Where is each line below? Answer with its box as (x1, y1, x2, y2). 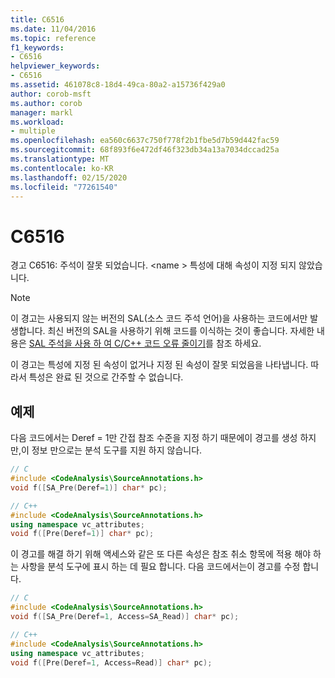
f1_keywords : (10, 42, 65, 53)
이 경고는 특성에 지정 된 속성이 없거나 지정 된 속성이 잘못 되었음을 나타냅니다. (10, 359, 309, 371)
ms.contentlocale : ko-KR (10, 163, 114, 173)
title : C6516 (10, 14, 65, 25)
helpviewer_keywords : (10, 61, 101, 71)
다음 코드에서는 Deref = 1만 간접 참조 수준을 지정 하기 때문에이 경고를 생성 (10, 432, 298, 444)
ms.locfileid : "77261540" (10, 182, 118, 192)
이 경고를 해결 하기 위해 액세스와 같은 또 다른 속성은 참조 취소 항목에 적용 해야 (10, 548, 312, 560)
